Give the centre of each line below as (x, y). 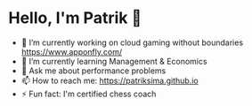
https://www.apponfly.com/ (71, 51)
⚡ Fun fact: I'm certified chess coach (89, 94)
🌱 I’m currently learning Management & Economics (114, 61)
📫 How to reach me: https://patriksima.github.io (110, 80)
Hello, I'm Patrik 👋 (75, 18)
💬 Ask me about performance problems (93, 71)
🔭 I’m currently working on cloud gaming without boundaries (132, 42)
